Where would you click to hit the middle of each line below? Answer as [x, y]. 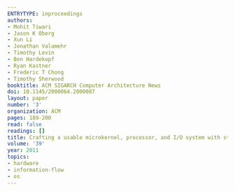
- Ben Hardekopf [31, 59]
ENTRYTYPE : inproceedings [45, 14]
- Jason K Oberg [31, 33]
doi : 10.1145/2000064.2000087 [51, 92]
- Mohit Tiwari [29, 27]
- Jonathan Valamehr [37, 46]
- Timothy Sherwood [36, 79]
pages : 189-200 [29, 118]
